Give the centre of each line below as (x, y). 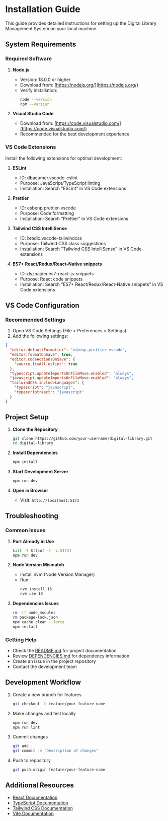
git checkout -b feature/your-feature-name (59, 704)
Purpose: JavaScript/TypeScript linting (60, 183)
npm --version (35, 104)
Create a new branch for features (47, 694)
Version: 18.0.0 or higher (45, 80)
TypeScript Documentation (40, 803)
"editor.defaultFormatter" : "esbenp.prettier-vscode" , (68, 350)
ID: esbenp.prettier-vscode (48, 208)
